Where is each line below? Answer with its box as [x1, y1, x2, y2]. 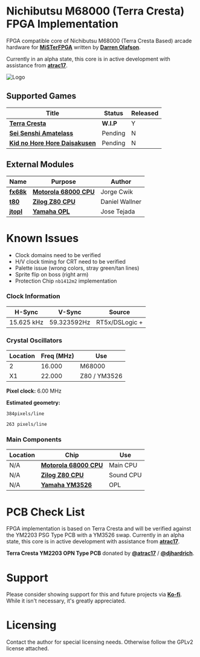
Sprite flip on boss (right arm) [15, 270, 89, 278]
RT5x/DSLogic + [96, 318, 143, 326]
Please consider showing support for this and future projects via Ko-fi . [6, 591, 182, 598]
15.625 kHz [9, 318, 44, 326]
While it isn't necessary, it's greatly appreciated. [6, 597, 126, 604]
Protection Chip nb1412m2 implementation [15, 277, 117, 284]
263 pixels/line [6, 422, 47, 428]
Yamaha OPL [32, 207, 71, 215]
